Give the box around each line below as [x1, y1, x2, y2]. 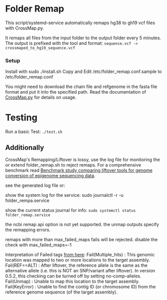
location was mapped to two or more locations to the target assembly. [5, 257, 150, 263]
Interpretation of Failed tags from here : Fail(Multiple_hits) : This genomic [5, 251, 155, 257]
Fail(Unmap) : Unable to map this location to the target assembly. [5, 278, 140, 284]
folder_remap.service [5, 212, 51, 217]
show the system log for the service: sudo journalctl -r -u [5, 192, 124, 198]
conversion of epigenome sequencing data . [5, 172, 96, 179]
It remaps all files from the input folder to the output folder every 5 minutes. [5, 35, 161, 41]
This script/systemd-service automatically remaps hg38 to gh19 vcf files [5, 20, 155, 26]
